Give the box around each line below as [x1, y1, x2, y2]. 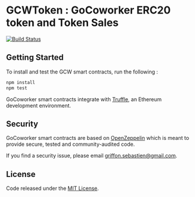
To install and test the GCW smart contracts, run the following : [6, 68, 159, 75]
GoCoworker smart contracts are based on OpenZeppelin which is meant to [6, 135, 190, 142]
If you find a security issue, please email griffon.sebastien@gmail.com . [6, 152, 177, 159]
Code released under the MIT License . [6, 185, 99, 192]
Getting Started [6, 52, 64, 62]
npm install [6, 79, 35, 85]
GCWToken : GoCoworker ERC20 [6, 4, 171, 17]
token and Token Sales [6, 16, 119, 29]
